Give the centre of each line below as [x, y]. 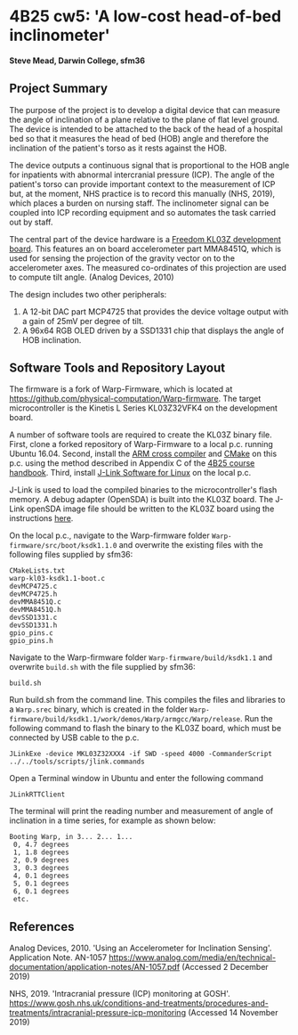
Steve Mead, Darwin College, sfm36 [77, 61]
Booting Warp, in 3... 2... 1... [71, 837]
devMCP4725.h [33, 594]
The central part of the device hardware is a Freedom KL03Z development [145, 239]
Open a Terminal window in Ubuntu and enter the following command [137, 778]
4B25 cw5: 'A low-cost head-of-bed [145, 16]
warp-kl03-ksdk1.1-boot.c [57, 579]
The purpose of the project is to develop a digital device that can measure [145, 110]
